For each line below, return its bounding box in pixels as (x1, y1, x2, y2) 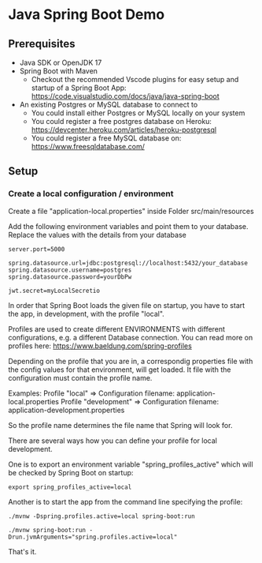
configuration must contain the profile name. (8, 373, 153, 382)
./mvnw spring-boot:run (8, 526, 87, 534)
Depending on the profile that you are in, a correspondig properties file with (8, 356, 253, 366)
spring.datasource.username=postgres (8, 266, 132, 274)
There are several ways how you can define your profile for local (8, 436, 218, 445)
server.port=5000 (8, 245, 65, 253)
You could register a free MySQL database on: (31, 133, 182, 143)
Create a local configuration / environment (8, 188, 174, 199)
